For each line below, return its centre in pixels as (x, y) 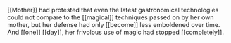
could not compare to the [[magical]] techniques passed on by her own (111, 17)
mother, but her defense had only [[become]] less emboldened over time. (114, 25)
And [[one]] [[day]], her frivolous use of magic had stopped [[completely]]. (115, 32)
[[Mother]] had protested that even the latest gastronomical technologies (113, 10)
